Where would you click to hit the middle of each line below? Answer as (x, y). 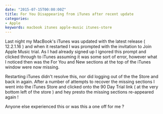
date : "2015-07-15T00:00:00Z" (36, 9)
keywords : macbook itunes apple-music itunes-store (58, 28)
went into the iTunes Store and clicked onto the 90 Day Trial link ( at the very (82, 87)
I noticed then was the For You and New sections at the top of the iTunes (78, 62)
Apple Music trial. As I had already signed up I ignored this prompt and (76, 52)
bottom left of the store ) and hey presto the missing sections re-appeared (80, 92)
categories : (17, 18)
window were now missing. (32, 67)
